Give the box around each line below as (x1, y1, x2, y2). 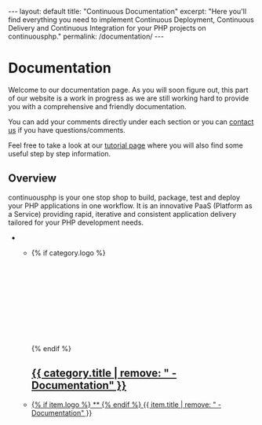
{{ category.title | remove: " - (31, 367, 177, 380)
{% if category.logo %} (31, 247, 106, 258)
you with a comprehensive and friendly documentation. (8, 101, 187, 111)
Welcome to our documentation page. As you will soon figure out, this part (8, 85, 249, 94)
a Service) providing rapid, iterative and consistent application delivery (8, 209, 237, 218)
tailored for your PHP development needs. (8, 218, 144, 227)
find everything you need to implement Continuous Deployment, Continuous (8, 15, 255, 24)
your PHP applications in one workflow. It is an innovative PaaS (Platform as (8, 200, 253, 211)
